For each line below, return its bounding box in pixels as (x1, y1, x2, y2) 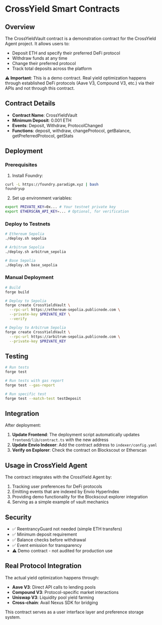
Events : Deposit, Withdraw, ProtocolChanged (12, 122, 103, 128)
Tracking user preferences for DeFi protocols (12, 484, 102, 490)
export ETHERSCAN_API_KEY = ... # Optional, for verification (5, 209, 130, 214)
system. (5, 614, 21, 620)
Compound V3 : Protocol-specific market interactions (12, 589, 119, 595)
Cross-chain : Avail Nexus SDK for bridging (12, 599, 98, 605)
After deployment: (5, 422, 41, 428)
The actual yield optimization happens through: (5, 575, 99, 580)
